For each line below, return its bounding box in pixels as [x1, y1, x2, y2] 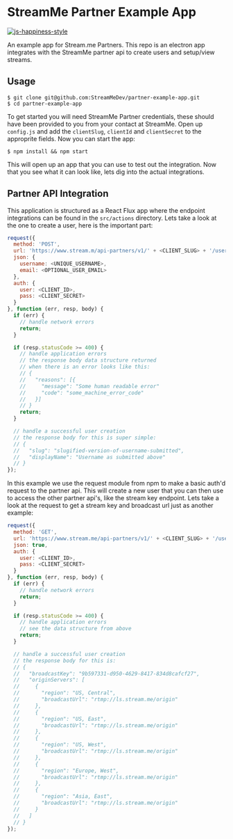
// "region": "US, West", [13, 742, 107, 749]
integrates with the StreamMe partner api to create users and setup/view [7, 48, 215, 56]
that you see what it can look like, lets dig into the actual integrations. [7, 168, 205, 176]
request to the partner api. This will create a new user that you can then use [7, 486, 224, 495]
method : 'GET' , [13, 529, 58, 536]
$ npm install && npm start [7, 147, 89, 155]
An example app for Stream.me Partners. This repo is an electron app [7, 40, 206, 49]
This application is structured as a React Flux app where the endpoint [7, 206, 206, 214]
